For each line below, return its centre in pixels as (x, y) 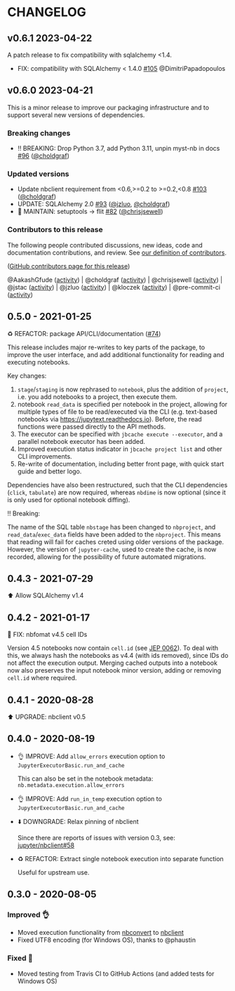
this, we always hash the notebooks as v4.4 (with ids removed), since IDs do (118, 656)
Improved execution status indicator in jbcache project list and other (120, 449)
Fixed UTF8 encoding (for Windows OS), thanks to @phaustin (107, 940)
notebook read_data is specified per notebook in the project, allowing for (122, 404)
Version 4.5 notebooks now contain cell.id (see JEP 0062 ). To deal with (113, 648)
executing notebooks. (39, 362)
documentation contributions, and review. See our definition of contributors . (117, 252)
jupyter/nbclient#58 (46, 845)
